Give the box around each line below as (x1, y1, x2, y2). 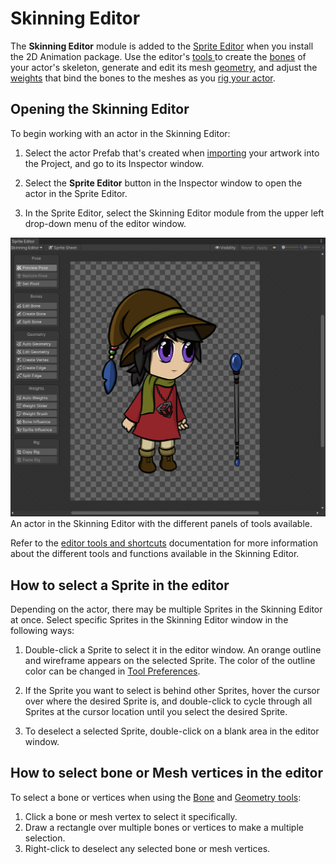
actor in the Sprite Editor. (24, 187, 128, 199)
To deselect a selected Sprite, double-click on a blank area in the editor (24, 725, 320, 737)
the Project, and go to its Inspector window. (24, 157, 205, 169)
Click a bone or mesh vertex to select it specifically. (24, 810, 238, 822)
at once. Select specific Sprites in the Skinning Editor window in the (10, 613, 289, 626)
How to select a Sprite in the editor (10, 577, 230, 594)
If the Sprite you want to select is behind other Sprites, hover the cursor (24, 684, 321, 696)
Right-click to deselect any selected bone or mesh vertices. (24, 842, 271, 854)
